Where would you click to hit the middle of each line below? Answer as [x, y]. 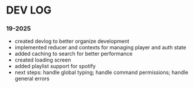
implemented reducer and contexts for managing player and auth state [101, 48]
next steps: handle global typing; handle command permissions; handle [101, 72]
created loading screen [43, 60]
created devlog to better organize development [72, 41]
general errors [32, 79]
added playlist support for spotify [55, 66]
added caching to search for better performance [73, 54]
